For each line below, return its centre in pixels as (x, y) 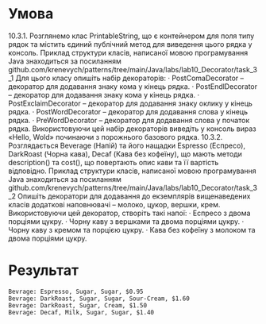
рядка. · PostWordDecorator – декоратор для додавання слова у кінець (128, 111)
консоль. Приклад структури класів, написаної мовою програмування (128, 52)
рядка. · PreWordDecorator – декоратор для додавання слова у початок (129, 120)
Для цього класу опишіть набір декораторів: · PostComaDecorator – (130, 78)
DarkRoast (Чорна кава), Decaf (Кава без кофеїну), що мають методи (125, 154)
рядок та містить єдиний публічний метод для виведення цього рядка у (130, 44)
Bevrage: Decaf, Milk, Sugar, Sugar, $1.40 (81, 312)
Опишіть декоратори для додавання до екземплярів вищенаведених (134, 196)
